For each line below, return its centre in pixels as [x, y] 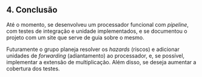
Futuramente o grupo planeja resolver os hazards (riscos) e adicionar [93, 49]
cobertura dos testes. [33, 69]
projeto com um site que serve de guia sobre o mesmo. [75, 37]
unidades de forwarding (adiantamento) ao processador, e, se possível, [96, 55]
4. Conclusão [32, 10]
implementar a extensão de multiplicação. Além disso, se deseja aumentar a [101, 62]
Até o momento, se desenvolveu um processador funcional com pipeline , [98, 24]
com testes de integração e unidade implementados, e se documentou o [97, 31]
